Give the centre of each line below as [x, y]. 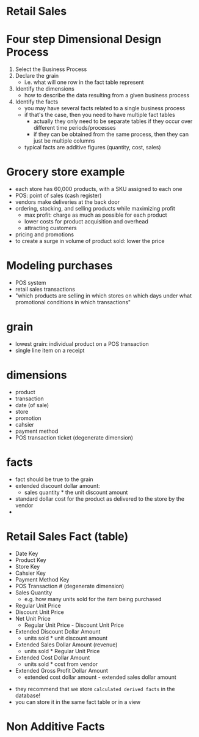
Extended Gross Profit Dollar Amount [62, 670]
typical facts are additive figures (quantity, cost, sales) [92, 148]
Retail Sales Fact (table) [67, 536]
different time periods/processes [74, 128]
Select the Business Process [51, 69]
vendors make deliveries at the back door [67, 202]
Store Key [27, 566]
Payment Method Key [42, 579]
